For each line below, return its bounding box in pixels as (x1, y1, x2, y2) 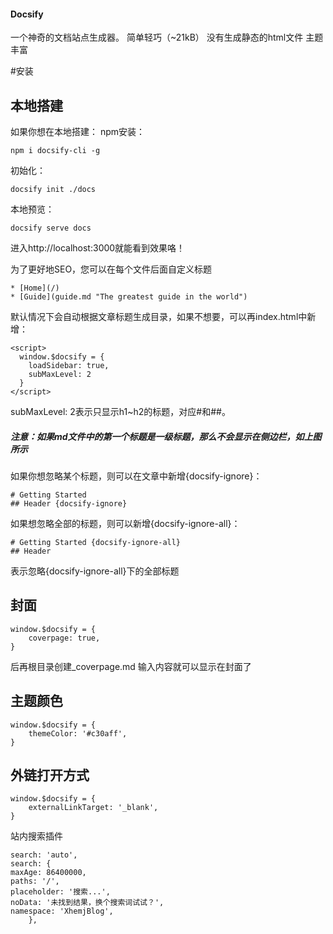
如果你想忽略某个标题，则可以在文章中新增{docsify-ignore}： (10, 470, 263, 482)
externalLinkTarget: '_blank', (28, 803, 159, 813)
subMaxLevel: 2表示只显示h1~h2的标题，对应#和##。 (10, 406, 231, 418)
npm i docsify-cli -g (10, 146, 101, 156)
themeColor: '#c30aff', (28, 728, 128, 739)
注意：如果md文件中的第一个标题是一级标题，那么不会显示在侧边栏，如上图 (10, 430, 322, 442)
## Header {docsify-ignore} (10, 498, 128, 509)
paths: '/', (10, 876, 60, 887)
